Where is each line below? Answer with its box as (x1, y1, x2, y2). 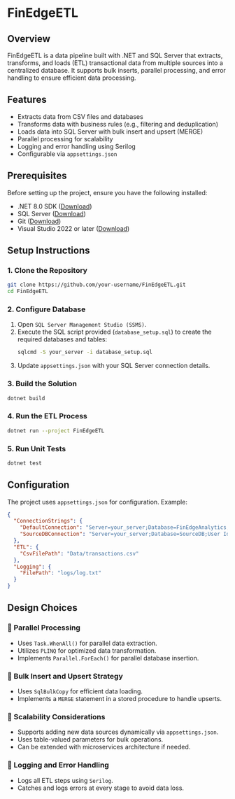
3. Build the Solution (7, 379, 77, 389)
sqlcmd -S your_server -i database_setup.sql (17, 348, 152, 356)
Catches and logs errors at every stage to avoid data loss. (17, 784, 184, 792)
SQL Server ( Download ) (17, 209, 86, 218)
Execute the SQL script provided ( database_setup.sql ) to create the (17, 327, 212, 337)
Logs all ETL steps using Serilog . (17, 776, 113, 784)
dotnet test (7, 460, 42, 467)
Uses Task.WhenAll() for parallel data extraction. (17, 639, 157, 647)
